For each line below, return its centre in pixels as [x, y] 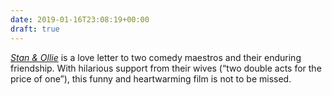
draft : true [35, 29]
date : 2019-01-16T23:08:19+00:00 [80, 19]
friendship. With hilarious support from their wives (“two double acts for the [166, 68]
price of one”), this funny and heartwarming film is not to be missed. [151, 78]
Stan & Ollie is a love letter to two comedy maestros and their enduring [156, 57]
